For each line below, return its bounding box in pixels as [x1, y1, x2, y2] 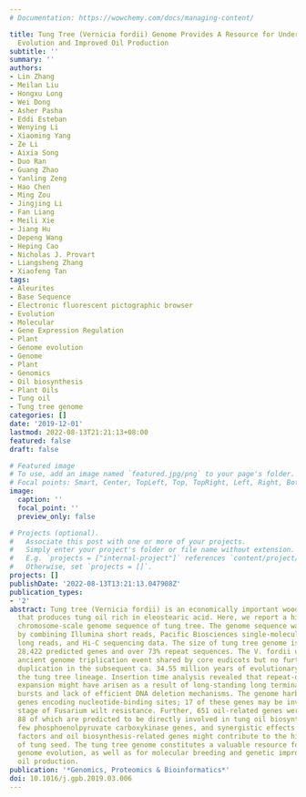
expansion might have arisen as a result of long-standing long [17, 680, 267, 690]
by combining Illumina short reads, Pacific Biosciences [17, 630, 239, 639]
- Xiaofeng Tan [9, 267, 67, 276]
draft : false [9, 444, 59, 454]
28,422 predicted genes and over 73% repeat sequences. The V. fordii [17, 647, 291, 656]
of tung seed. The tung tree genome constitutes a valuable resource [17, 740, 287, 750]
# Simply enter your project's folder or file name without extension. [9, 546, 296, 555]
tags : [9, 275, 30, 285]
